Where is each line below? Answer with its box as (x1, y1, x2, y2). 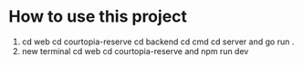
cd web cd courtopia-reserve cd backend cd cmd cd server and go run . (21, 36, 295, 47)
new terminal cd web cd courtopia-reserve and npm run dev (21, 45, 249, 56)
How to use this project (8, 6, 188, 27)
